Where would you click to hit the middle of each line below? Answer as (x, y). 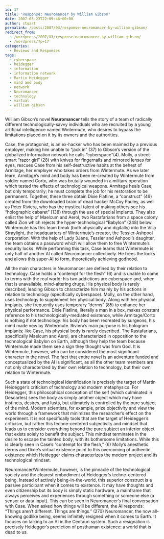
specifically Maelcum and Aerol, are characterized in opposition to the (76, 336)
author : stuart (21, 23)
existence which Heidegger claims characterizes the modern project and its (81, 455)
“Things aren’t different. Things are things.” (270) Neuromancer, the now (78, 511)
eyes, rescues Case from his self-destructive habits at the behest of (73, 165)
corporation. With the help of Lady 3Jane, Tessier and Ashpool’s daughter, (80, 238)
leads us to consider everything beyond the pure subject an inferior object (80, 429)
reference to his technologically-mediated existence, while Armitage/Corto (80, 315)
